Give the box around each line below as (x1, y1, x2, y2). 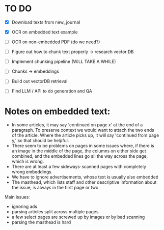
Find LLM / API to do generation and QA (11, 88, 93, 94)
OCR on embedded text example (11, 29, 78, 35)
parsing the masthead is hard (11, 219, 71, 225)
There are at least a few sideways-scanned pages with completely (11, 164, 146, 170)
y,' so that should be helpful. (11, 138, 69, 144)
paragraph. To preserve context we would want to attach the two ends (11, 127, 155, 133)
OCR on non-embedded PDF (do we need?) (11, 39, 100, 45)
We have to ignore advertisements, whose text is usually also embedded (11, 174, 159, 180)
